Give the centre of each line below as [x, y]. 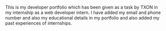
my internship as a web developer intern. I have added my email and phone [83, 12]
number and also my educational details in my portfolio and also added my [82, 18]
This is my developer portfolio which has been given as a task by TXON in [81, 7]
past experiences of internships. [39, 23]
